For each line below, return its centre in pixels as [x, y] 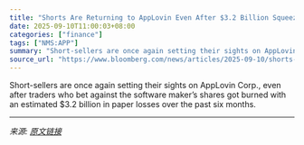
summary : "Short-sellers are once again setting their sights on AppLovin [153, 51]
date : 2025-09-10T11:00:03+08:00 [72, 26]
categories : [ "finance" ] [56, 34]
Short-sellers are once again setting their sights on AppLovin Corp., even [146, 85]
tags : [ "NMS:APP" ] [44, 43]
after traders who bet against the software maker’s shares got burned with [148, 95]
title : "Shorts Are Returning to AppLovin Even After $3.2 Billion [139, 18]
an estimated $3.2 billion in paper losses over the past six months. [133, 104]
